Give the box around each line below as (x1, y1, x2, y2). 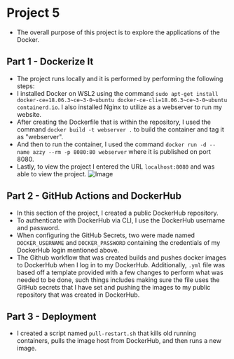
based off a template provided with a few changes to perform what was (16, 268, 223, 276)
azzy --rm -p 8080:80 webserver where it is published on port (32, 147, 212, 155)
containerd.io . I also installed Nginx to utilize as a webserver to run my (16, 103, 222, 111)
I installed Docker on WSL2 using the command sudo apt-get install (16, 89, 219, 97)
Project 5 (6, 5, 60, 21)
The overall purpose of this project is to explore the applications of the (16, 28, 220, 36)
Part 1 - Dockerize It (6, 56, 94, 68)
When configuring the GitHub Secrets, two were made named (16, 231, 195, 239)
